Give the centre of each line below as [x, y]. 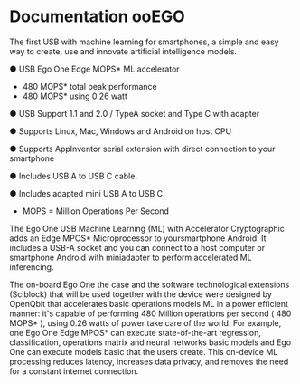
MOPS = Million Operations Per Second [96, 211]
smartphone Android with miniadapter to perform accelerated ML [131, 257]
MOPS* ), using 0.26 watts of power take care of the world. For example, [145, 322]
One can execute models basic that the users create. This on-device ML [144, 351]
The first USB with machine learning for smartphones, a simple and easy [144, 42]
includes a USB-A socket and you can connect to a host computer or [137, 247]
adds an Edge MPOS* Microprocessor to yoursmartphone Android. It [138, 238]
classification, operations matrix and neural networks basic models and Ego [150, 342]
